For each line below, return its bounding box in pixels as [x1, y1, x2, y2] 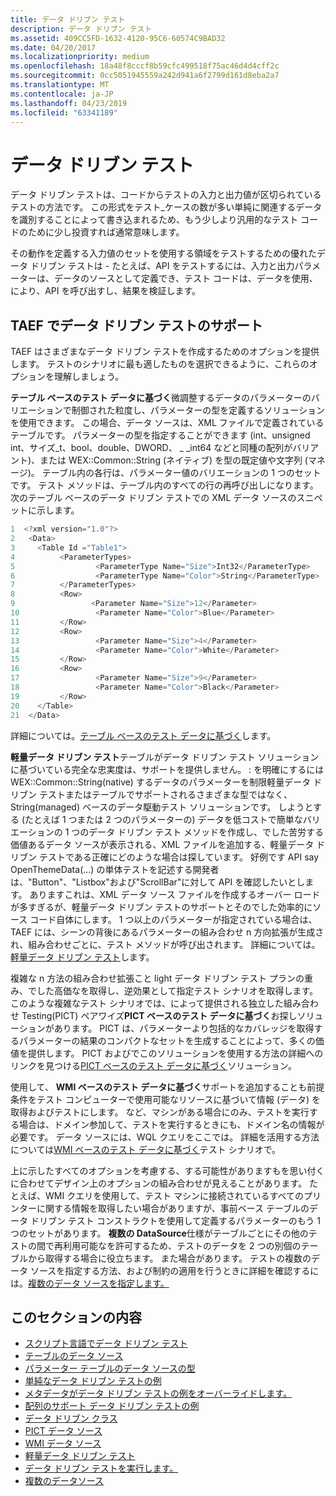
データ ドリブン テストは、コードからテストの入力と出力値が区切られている [10, 189, 322, 201]
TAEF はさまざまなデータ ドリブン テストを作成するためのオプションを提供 [10, 346, 320, 358]
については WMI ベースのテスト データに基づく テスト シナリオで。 [10, 1143, 282, 1155]
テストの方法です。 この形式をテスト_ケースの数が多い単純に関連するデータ [10, 201, 323, 213]
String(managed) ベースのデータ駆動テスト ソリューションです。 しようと [10, 801, 314, 813]
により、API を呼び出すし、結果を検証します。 [10, 285, 202, 297]
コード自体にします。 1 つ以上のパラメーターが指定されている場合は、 [29, 913, 318, 925]
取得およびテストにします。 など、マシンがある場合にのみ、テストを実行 [10, 1106, 310, 1118]
